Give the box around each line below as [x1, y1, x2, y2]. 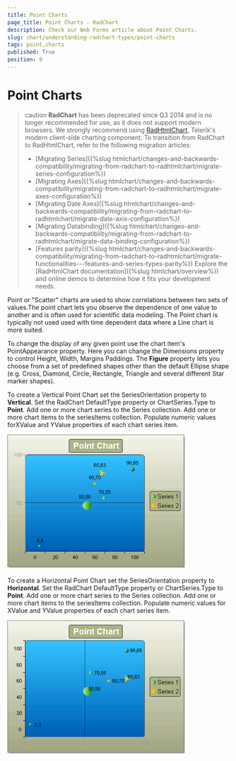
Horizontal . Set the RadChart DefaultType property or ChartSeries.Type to [7, 583, 224, 592]
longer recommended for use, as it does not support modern [24, 118, 201, 126]
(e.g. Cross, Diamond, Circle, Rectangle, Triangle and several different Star [7, 369, 225, 378]
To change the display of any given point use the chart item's [7, 339, 186, 347]
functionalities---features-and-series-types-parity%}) [35, 259, 193, 268]
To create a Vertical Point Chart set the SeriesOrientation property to [7, 390, 207, 399]
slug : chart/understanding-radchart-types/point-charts [7, 34, 175, 41]
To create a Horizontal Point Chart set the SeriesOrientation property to [7, 576, 215, 585]
